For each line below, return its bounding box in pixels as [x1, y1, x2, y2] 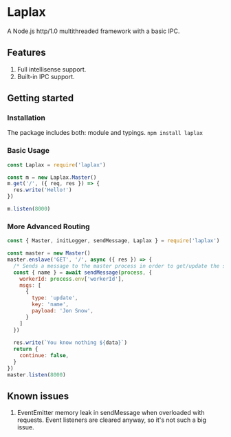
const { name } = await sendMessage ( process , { [13, 269, 153, 276]
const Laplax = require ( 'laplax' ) [7, 161, 107, 169]
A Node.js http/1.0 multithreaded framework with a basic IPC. [7, 27, 180, 35]
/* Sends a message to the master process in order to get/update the [13, 262, 220, 269]
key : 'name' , [32, 301, 69, 308]
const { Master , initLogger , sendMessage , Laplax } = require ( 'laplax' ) [7, 237, 220, 244]
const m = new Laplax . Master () [7, 173, 97, 181]
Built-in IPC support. [16, 72, 75, 81]
